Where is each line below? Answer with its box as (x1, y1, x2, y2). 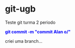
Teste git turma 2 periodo (5, 19, 56, 25)
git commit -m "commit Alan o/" (5, 29, 71, 34)
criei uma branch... (5, 38, 43, 44)
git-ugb (5, 3, 36, 15)
